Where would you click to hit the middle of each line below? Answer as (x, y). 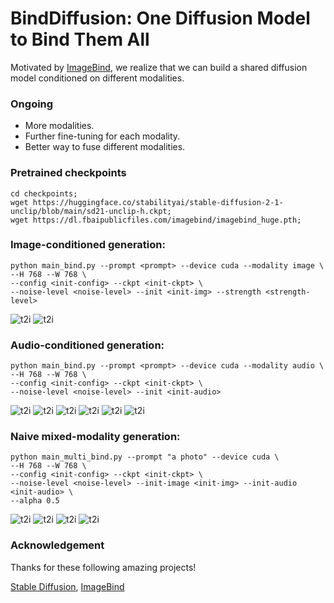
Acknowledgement (57, 545)
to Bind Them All (80, 39)
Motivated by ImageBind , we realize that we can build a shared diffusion (159, 67)
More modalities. (59, 126)
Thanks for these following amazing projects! (103, 567)
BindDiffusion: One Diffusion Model (160, 18)
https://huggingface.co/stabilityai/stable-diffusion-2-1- (158, 202)
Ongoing (32, 104)
